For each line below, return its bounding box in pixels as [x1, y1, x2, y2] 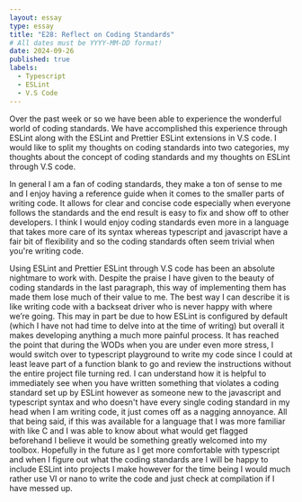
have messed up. [9, 482, 74, 493]
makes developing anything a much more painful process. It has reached [9, 329, 280, 340]
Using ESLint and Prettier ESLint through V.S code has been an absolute [9, 263, 276, 273]
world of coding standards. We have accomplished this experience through [9, 122, 288, 133]
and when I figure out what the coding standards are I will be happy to [9, 453, 269, 464]
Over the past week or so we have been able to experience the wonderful [9, 113, 281, 124]
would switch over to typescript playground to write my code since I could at [9, 348, 293, 360]
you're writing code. [9, 245, 84, 256]
